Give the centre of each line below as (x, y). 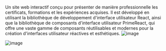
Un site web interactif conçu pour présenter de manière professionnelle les (82, 7)
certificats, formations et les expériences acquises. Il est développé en (77, 12)
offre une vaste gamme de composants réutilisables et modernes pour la (79, 28)
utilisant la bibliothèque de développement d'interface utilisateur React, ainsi (83, 18)
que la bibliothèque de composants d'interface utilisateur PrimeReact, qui (80, 23)
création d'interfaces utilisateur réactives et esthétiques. (63, 33)
